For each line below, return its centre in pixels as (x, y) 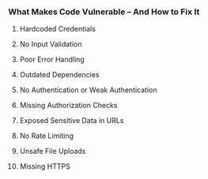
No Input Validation (51, 44)
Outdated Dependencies (59, 75)
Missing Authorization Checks (68, 106)
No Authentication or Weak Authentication (88, 90)
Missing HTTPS (45, 166)
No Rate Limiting (46, 136)
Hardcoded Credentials (58, 29)
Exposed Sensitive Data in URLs (72, 121)
